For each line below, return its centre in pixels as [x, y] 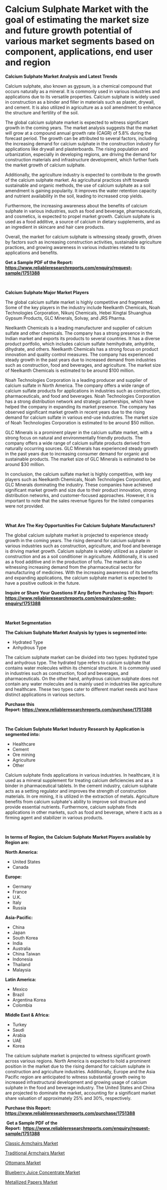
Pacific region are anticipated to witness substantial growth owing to [76, 1077]
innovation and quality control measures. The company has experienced [79, 354]
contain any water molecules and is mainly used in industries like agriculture [83, 684]
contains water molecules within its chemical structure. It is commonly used [83, 668]
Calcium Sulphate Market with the [77, 9]
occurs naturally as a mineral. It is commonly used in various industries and [83, 91]
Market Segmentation [28, 623]
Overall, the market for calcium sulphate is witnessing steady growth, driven [83, 236]
